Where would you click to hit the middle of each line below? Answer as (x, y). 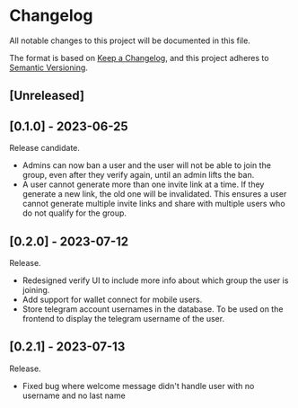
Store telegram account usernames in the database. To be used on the (153, 309)
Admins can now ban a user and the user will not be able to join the (147, 165)
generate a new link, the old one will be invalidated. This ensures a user (154, 194)
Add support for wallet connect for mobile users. (112, 299)
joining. (36, 289)
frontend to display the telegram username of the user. (123, 318)
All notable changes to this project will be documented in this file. (130, 40)
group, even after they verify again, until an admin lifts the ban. (138, 175)
